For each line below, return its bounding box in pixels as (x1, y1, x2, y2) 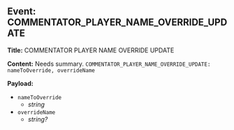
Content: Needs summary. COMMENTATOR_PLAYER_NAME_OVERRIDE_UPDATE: (7, 59, 211, 68)
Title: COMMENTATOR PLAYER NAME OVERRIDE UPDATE (7, 45, 175, 55)
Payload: (7, 79, 34, 87)
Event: (7, 6, 36, 17)
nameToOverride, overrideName (7, 66, 96, 74)
